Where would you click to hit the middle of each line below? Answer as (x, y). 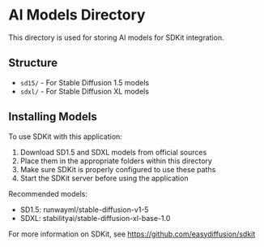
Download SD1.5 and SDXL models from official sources (113, 152)
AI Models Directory (77, 15)
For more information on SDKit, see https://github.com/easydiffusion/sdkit (132, 234)
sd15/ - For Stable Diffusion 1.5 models (85, 82)
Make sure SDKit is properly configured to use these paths (118, 169)
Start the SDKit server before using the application (104, 178)
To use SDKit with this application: (66, 136)
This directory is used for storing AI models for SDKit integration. (116, 37)
